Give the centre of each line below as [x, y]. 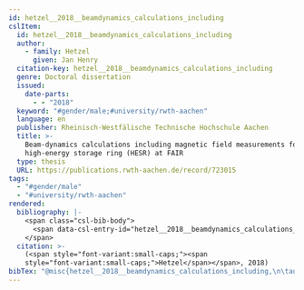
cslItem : [25, 26]
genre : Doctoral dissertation [74, 77]
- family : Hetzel [58, 52]
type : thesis [41, 161]
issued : [31, 85]
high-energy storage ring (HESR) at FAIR [104, 153]
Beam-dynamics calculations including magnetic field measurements [155, 145]
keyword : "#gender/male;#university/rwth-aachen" [112, 111]
